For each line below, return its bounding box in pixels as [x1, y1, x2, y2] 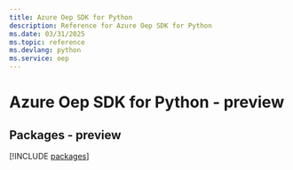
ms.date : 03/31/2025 [9, 29, 86, 38]
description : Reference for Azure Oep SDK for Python [9, 21, 213, 30]
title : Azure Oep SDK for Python [9, 12, 133, 22]
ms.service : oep [9, 54, 69, 63]
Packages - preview [9, 127, 122, 143]
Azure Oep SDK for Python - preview [9, 92, 285, 112]
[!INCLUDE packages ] [9, 151, 90, 161]
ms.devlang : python [9, 46, 82, 55]
